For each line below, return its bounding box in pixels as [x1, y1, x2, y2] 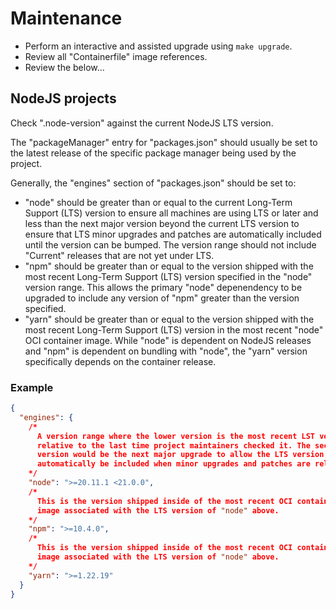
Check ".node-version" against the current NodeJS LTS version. [10, 117, 274, 129]
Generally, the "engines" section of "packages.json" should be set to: [10, 177, 297, 189]
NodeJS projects [10, 90, 117, 107]
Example [10, 380, 54, 394]
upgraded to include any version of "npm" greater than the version [24, 292, 300, 304]
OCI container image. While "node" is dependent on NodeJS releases [24, 334, 312, 346]
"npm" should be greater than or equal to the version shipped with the [24, 260, 314, 272]
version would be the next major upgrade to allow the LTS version [36, 450, 325, 460]
